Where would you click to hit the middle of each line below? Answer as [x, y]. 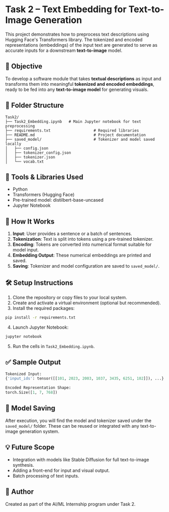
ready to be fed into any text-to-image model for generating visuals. [77, 89]
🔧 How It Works [30, 221]
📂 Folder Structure [35, 105]
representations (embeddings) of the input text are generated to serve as [81, 45]
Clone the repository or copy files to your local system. [70, 297]
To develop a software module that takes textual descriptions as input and [83, 78]
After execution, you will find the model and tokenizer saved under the [78, 421]
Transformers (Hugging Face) [44, 195]
